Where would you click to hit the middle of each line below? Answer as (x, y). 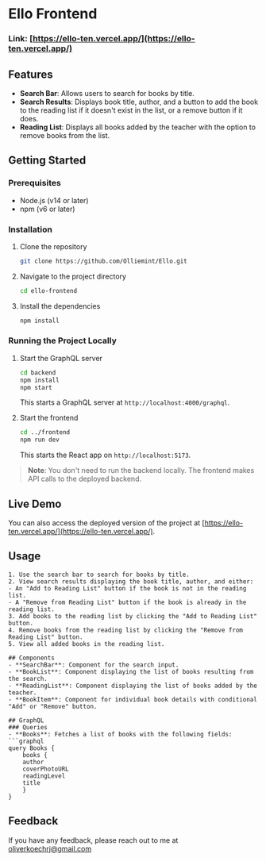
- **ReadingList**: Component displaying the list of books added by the (133, 686)
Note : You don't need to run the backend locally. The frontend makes (141, 471)
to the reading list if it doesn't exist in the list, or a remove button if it (131, 110)
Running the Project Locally (62, 340)
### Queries (28, 727)
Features (31, 74)
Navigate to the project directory (73, 276)
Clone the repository (53, 246)
